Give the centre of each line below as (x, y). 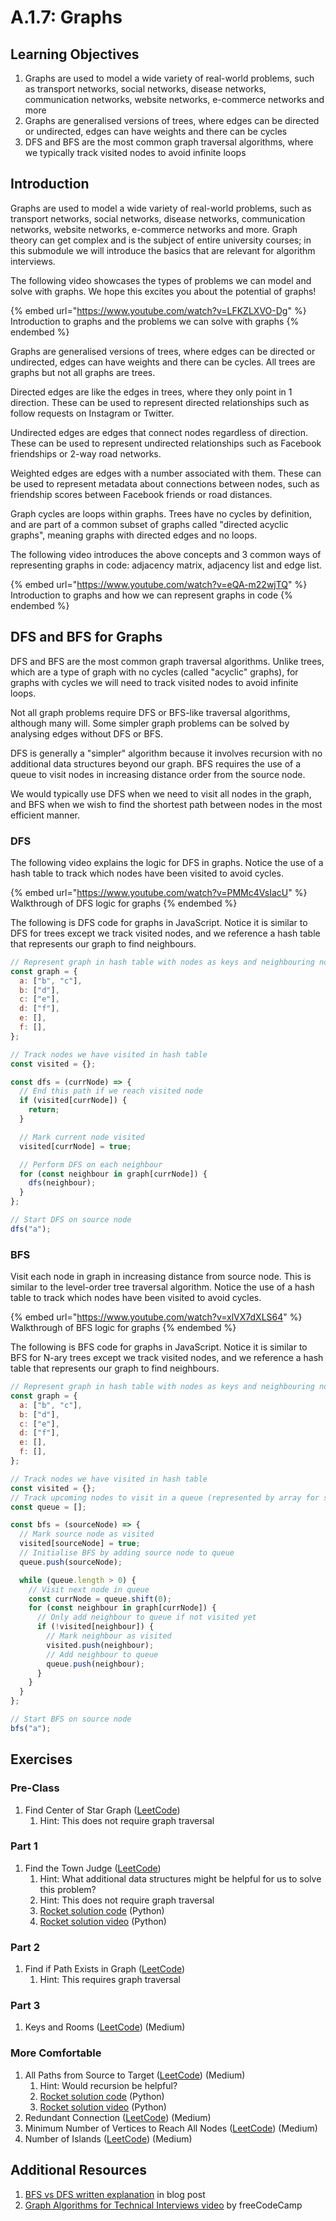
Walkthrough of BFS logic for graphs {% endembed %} (123, 1328)
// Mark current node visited (82, 1137)
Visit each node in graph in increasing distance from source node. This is (161, 1277)
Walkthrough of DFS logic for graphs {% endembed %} (124, 903)
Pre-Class (35, 1788)
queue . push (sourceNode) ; (71, 1562)
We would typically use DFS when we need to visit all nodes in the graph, (161, 793)
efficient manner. (45, 815)
